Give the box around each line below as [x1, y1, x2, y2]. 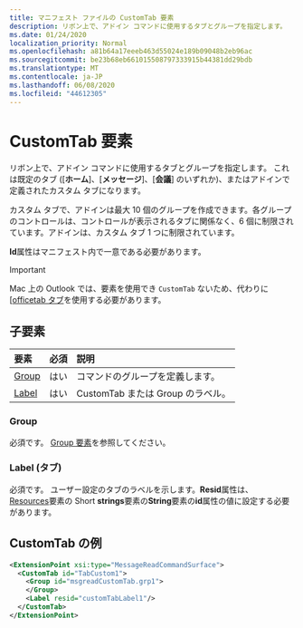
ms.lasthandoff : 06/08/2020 [9, 81, 116, 90]
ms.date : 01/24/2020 [9, 30, 88, 39]
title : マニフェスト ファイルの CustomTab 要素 [9, 13, 175, 23]
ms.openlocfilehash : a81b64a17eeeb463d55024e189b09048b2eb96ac [9, 47, 253, 56]
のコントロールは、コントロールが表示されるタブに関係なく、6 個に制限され [9, 216, 294, 227]
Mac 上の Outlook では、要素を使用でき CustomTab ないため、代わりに [9, 283, 270, 295]
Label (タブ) [9, 461, 62, 474]
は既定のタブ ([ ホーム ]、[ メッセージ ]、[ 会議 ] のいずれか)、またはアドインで [9, 174, 291, 185]
